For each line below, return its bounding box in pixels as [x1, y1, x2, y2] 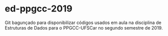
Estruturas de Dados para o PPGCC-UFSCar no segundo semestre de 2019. [5, 24, 163, 30]
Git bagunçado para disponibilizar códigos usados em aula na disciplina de [5, 19, 162, 25]
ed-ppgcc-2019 [5, 3, 73, 14]
